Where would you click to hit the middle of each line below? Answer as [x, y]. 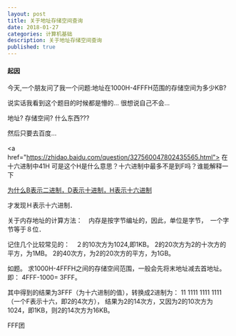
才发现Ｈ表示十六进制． [42, 205]
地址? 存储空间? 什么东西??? [48, 118]
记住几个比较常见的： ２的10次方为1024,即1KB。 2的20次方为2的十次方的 [117, 245]
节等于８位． [26, 229]
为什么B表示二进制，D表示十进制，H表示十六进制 [79, 190]
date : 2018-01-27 [33, 27]
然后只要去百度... [32, 133]
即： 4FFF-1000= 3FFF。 [45, 278]
